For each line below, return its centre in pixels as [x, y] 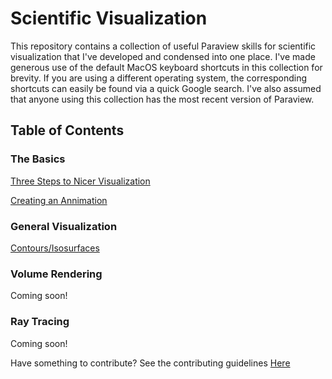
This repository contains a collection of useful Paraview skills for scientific [163, 46]
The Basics [38, 159]
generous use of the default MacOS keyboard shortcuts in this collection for [166, 67]
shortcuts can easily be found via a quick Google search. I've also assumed [166, 88]
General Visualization [64, 226]
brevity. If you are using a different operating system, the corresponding [159, 78]
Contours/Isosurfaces [55, 248]
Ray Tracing [40, 322]
